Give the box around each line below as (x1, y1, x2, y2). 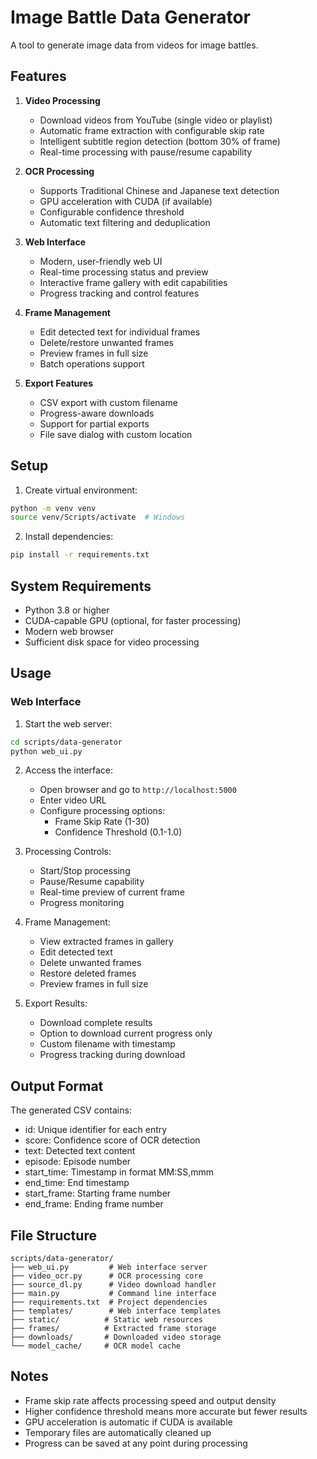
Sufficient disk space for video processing (24, 636, 200, 648)
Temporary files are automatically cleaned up (24, 1426, 212, 1438)
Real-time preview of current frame (39, 886, 185, 898)
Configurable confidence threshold (39, 206, 185, 218)
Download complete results (39, 1017, 153, 1029)
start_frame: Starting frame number (24, 1187, 172, 1200)
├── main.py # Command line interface (10, 1289, 217, 1299)
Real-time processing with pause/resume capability (39, 146, 253, 158)
